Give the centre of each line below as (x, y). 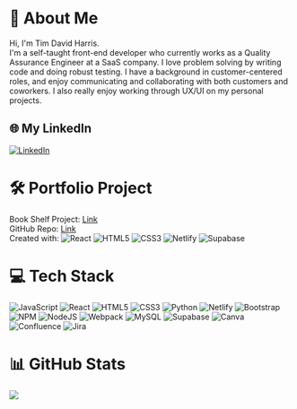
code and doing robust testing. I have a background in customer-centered (146, 72)
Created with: (35, 238)
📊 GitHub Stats (68, 364)
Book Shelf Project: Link (54, 219)
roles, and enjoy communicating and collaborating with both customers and (149, 81)
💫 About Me (54, 18)
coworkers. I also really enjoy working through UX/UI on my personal (136, 91)
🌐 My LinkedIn (51, 129)
